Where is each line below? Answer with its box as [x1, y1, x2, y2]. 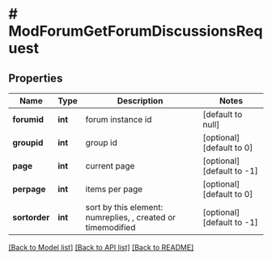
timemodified [85, 222, 136, 233]
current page [85, 161, 135, 171]
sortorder [12, 212, 50, 223]
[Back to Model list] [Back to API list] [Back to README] [8, 243, 194, 252]
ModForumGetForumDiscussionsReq [8, 22, 263, 40]
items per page [85, 183, 143, 195]
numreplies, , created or [85, 212, 176, 223]
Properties [8, 71, 63, 85]
